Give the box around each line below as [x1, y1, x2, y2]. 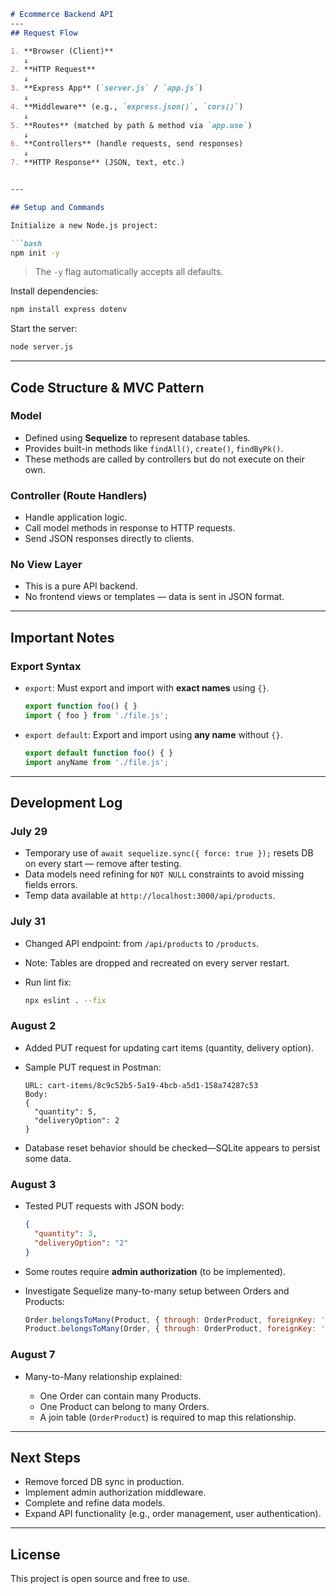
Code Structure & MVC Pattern [10, 379, 205, 396]
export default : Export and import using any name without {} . [24, 728, 283, 740]
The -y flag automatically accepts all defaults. [34, 266, 224, 278]
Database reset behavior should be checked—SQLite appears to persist [24, 1141, 321, 1154]
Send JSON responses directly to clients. [24, 533, 195, 545]
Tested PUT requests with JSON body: [24, 1200, 185, 1212]
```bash [10, 238, 43, 249]
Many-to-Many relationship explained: [24, 1370, 183, 1382]
